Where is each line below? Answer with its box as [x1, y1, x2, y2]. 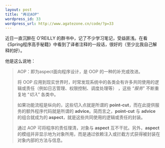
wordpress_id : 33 [5, 16, 41, 21]
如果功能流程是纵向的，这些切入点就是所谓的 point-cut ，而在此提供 [17, 102, 156, 108]
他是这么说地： [5, 58, 36, 64]
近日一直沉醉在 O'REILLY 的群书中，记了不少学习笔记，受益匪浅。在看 [5, 35, 148, 41]
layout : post [5, 7, 32, 12]
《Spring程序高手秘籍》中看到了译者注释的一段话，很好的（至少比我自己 [5, 42, 153, 48]
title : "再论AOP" [5, 12, 40, 17]
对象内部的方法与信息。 [17, 137, 65, 144]
